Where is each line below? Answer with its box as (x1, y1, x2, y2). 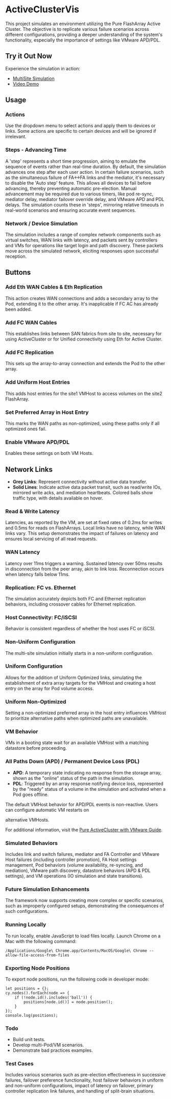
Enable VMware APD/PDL (5, 438, 70, 446)
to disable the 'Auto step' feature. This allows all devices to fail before (5, 179, 152, 186)
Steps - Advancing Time (5, 146, 67, 153)
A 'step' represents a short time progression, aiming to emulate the (5, 158, 146, 164)
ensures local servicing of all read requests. (5, 536, 97, 542)
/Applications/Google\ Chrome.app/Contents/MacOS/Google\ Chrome (5, 948, 147, 953)
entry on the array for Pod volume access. (5, 685, 94, 691)
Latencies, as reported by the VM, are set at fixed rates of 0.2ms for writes (5, 519, 162, 526)
